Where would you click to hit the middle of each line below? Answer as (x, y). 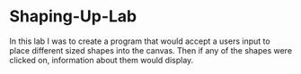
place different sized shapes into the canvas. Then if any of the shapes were (151, 50)
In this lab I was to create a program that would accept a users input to (140, 41)
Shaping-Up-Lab (73, 16)
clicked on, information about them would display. (102, 60)
